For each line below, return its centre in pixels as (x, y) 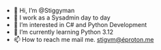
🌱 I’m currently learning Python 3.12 (63, 32)
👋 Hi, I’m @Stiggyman (44, 10)
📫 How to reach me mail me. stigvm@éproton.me (84, 40)
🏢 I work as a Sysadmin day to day (62, 18)
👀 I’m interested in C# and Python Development (80, 25)
